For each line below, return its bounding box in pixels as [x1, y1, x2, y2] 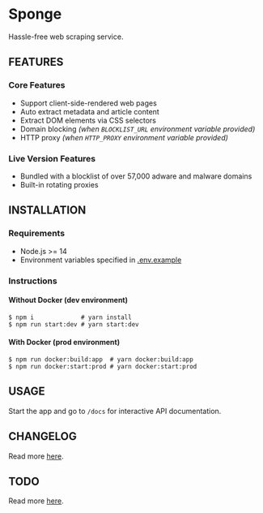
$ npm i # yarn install [8, 313, 132, 321]
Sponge [8, 5, 62, 24]
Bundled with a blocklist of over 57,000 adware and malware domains [19, 171, 252, 181]
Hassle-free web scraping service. [8, 32, 124, 41]
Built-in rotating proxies [19, 179, 99, 189]
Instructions [8, 275, 58, 287]
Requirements [8, 228, 66, 239]
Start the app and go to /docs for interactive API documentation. [8, 406, 222, 416]
